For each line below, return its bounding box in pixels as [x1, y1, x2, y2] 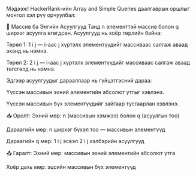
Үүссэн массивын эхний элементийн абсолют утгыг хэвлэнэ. [6, 89, 165, 95]
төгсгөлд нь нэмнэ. [6, 65, 56, 72]
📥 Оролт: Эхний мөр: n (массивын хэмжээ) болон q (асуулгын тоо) [6, 112, 180, 119]
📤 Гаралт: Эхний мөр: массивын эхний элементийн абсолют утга [6, 150, 176, 156]
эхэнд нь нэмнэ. [6, 47, 49, 54]
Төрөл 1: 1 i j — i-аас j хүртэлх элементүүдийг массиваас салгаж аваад [6, 41, 188, 48]
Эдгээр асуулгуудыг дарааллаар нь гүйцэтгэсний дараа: [6, 77, 152, 84]
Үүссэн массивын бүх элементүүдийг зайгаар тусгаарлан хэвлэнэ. [6, 100, 179, 107]
